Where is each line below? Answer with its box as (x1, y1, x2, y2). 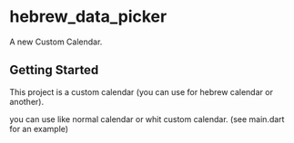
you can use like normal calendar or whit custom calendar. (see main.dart (9, 113, 285, 124)
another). (9, 96, 44, 107)
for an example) (9, 123, 69, 134)
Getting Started (9, 62, 99, 78)
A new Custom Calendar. (9, 36, 103, 47)
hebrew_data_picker (9, 6, 167, 27)
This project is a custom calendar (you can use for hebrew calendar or (9, 86, 273, 97)
